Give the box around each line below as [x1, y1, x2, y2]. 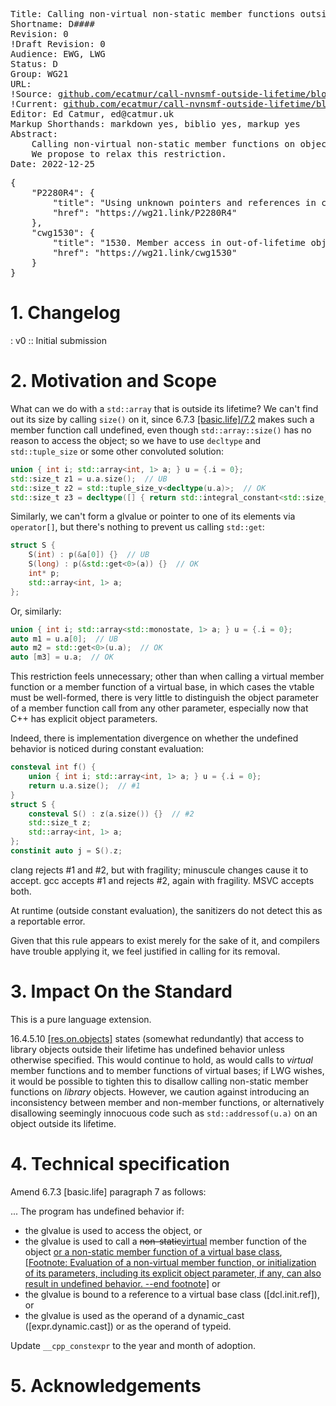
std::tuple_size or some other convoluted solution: [10, 445, 225, 457]
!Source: [10, 89, 53, 99]
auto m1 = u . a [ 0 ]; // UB [10, 634, 118, 644]
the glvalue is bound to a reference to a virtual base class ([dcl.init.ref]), [24, 1288, 320, 1300]
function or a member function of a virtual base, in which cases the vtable [10, 681, 315, 693]
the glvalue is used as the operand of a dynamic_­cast [24, 1309, 245, 1321]
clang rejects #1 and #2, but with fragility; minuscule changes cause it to [10, 864, 309, 876]
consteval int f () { [10, 762, 97, 773]
